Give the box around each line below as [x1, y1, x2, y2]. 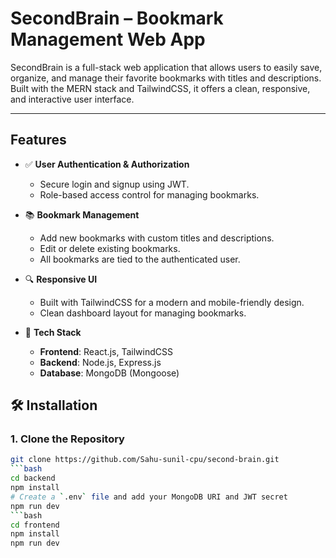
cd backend [10, 473, 56, 484]
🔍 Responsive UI [24, 273, 98, 285]
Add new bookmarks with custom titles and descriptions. [39, 232, 275, 244]
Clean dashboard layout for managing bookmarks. [39, 307, 247, 319]
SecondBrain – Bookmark [10, 7, 224, 30]
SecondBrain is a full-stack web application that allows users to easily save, [10, 61, 323, 73]
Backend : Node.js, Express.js [39, 356, 162, 368]
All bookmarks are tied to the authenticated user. [39, 253, 241, 265]
